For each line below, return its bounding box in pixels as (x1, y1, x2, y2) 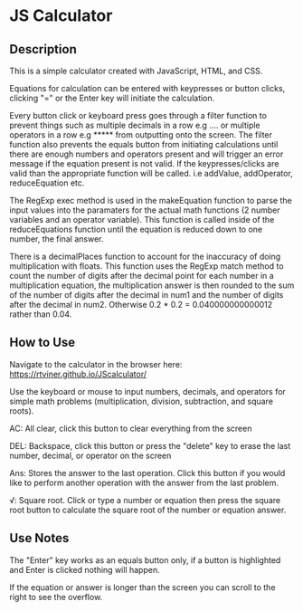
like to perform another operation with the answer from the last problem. (9, 477, 279, 488)
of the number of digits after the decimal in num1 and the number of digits (9, 290, 284, 300)
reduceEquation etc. (9, 177, 85, 188)
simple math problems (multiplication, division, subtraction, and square (9, 396, 274, 406)
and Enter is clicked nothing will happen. (9, 564, 160, 575)
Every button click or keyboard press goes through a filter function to (9, 110, 267, 120)
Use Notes (9, 530, 70, 546)
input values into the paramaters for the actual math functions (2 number (9, 205, 280, 215)
